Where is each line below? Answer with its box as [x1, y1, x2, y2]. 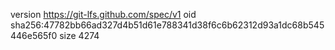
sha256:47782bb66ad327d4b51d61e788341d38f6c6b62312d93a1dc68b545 [10, 19, 325, 31]
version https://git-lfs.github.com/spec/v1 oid [10, 9, 197, 20]
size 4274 [59, 30, 100, 41]
